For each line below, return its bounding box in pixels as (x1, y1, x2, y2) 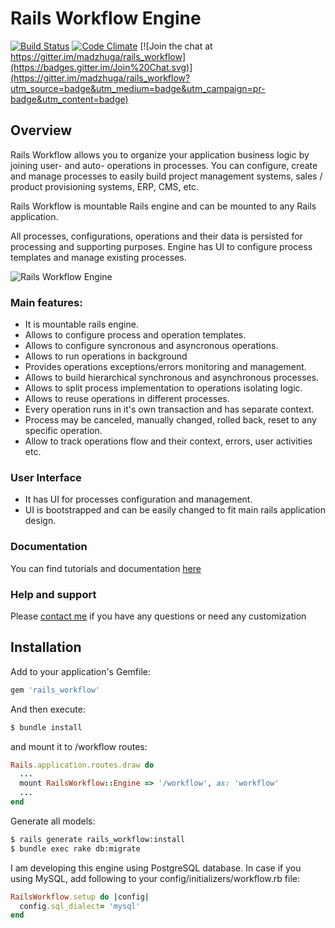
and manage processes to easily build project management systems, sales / (10, 170, 323, 182)
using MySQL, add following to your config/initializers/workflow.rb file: (10, 872, 300, 884)
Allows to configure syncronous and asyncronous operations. (24, 340, 279, 352)
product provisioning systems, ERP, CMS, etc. (10, 180, 200, 192)
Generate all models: (10, 815, 96, 827)
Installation (10, 639, 82, 656)
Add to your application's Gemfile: (10, 665, 151, 677)
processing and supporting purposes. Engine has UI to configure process (10, 240, 313, 252)
